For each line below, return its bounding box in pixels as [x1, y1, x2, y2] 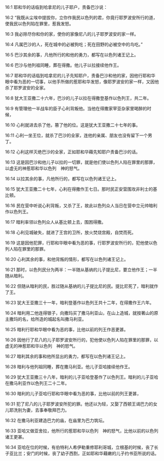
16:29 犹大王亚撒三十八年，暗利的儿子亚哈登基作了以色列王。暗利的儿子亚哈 [5, 374, 159, 380]
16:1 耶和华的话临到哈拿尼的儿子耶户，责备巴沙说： [5, 4, 108, 10]
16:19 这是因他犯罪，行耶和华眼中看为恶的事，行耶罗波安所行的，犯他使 [5, 240, 149, 246]
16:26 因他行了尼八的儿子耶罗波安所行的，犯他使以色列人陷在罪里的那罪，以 [5, 337, 159, 343]
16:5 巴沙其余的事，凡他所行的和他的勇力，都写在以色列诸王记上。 [5, 52, 139, 58]
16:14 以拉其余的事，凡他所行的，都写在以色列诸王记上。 [5, 176, 120, 182]
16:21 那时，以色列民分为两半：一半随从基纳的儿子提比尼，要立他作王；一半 [5, 267, 158, 272]
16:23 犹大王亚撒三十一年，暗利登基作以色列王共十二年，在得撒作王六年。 [5, 300, 154, 305]
